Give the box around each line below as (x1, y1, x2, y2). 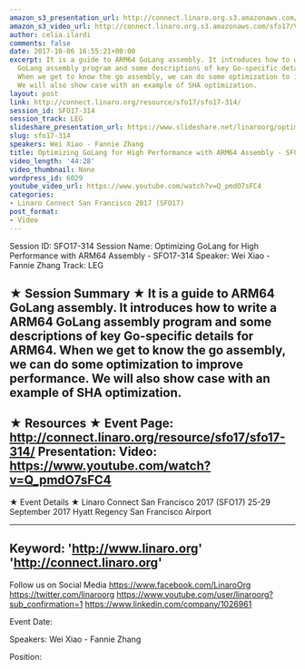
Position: (9, 651, 43, 662)
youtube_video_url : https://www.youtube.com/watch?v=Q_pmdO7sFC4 (9, 182, 261, 191)
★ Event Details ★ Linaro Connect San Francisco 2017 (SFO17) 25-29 (9, 496, 271, 508)
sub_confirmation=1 (9, 598, 84, 609)
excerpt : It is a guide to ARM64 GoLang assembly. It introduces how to (9, 55, 290, 64)
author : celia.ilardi (9, 30, 92, 39)
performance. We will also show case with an (9, 371, 271, 386)
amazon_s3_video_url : (9, 22, 92, 31)
